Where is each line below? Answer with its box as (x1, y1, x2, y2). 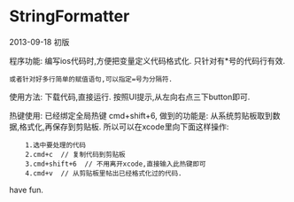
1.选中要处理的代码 (25, 140, 87, 150)
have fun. (9, 184, 44, 195)
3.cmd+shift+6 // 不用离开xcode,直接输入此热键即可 (25, 159, 206, 168)
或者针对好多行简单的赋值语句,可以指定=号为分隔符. (9, 74, 173, 83)
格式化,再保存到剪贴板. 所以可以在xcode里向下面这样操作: (19, 121, 229, 132)
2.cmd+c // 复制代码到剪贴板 (25, 150, 126, 159)
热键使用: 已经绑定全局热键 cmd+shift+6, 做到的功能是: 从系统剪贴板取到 (9, 110, 273, 120)
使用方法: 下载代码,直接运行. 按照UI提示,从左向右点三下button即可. (9, 91, 251, 102)
